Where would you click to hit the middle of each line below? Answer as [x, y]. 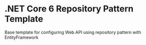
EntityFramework [22, 37]
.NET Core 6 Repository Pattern [69, 9]
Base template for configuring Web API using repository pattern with [73, 32]
